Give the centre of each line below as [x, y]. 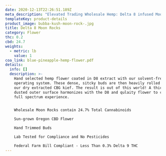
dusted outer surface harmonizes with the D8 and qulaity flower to [86, 92]
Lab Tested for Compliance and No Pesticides [62, 137]
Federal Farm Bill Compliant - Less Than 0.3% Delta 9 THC [76, 146]
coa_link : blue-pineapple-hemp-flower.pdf [49, 60]
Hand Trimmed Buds [33, 128]
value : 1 [23, 56]
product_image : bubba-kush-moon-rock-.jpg [49, 23]
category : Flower [23, 33]
